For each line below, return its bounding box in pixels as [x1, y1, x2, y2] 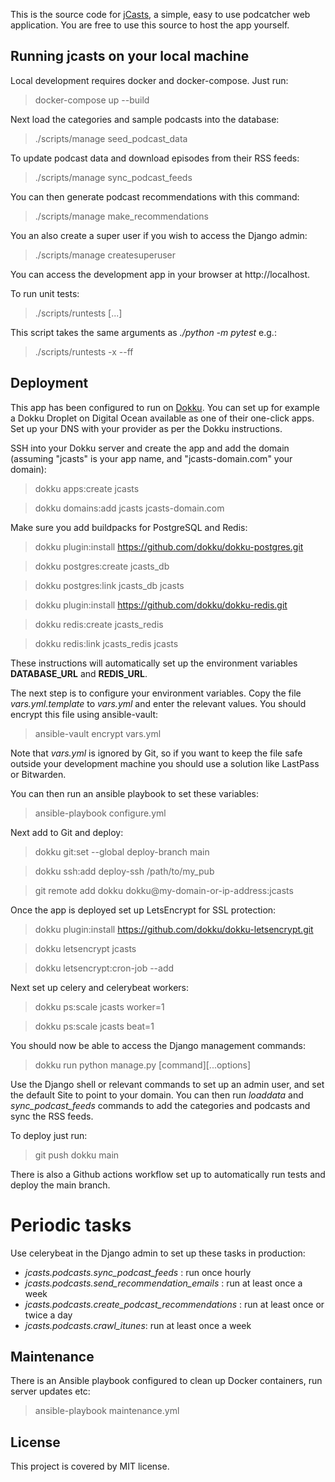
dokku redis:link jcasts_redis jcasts [34, 637, 179, 649]
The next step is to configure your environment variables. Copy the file [10, 687, 302, 699]
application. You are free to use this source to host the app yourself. [10, 19, 290, 31]
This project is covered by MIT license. [10, 1460, 170, 1473]
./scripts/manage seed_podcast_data [34, 132, 188, 144]
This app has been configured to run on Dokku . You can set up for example [10, 401, 320, 413]
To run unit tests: [10, 287, 80, 299]
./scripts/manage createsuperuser [34, 249, 177, 261]
